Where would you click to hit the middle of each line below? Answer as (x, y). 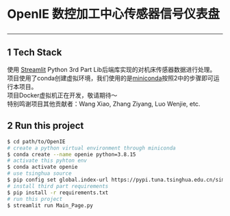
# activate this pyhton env (47, 161)
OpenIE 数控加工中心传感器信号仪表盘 (114, 14)
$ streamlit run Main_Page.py (50, 205)
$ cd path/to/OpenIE (37, 141)
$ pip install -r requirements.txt (58, 193)
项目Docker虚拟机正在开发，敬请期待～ (62, 95)
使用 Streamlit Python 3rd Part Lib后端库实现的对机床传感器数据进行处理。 (112, 70)
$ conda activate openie (42, 167)
